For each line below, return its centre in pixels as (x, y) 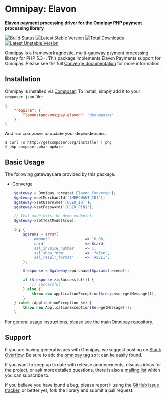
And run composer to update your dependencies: (55, 133)
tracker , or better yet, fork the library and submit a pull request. (69, 390)
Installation (23, 79)
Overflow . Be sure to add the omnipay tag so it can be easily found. (74, 355)
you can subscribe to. (27, 375)
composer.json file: (24, 96)
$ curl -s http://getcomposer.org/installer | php (58, 143)
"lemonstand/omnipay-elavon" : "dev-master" (68, 115)
